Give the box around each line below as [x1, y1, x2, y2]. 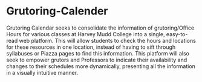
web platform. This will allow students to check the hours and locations [19, 37, 197, 44]
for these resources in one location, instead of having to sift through [6, 43, 176, 51]
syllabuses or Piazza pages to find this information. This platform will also [6, 49, 189, 57]
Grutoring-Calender [6, 4, 108, 18]
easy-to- [166, 30, 188, 37]
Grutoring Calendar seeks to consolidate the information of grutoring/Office [6, 24, 195, 31]
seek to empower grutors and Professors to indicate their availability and [6, 56, 187, 63]
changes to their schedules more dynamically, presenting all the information [6, 62, 195, 70]
